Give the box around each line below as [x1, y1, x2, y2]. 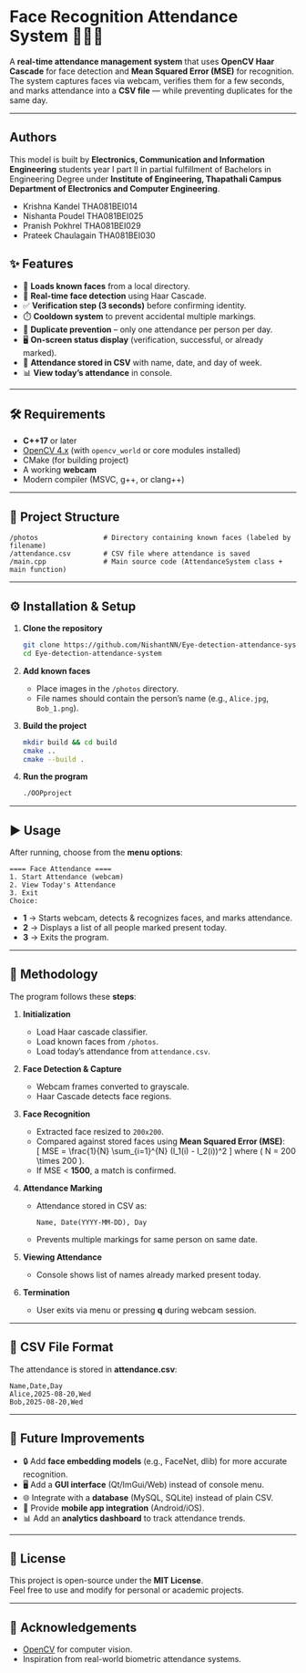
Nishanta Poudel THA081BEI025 [22, 210, 144, 221]
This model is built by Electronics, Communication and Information [9, 153, 266, 165]
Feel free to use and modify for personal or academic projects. [9, 1585, 244, 1595]
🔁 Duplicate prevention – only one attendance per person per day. [22, 324, 273, 335]
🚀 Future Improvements [9, 1430, 146, 1447]
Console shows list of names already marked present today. [36, 1269, 261, 1280]
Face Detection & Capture [22, 1063, 122, 1074]
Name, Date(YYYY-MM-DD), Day [36, 1218, 148, 1227]
